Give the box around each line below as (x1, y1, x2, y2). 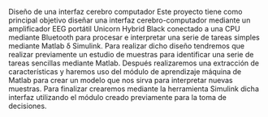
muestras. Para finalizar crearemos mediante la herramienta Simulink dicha (8, 84, 260, 94)
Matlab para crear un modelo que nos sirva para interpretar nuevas (8, 76, 233, 85)
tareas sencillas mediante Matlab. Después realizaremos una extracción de (8, 58, 260, 68)
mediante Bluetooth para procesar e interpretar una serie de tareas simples (8, 32, 260, 42)
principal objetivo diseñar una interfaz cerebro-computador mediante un (8, 15, 251, 25)
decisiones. (8, 101, 47, 111)
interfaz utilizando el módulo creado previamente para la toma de (8, 93, 227, 102)
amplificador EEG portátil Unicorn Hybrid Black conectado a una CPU (8, 24, 241, 33)
